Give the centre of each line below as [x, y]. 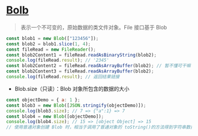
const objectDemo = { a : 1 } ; [43, 100]
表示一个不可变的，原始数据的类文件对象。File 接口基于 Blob [94, 27]
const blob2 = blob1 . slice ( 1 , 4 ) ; [49, 44]
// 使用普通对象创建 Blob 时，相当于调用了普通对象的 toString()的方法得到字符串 [96, 127]
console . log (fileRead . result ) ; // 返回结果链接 [63, 77]
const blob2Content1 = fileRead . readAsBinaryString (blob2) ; [82, 55]
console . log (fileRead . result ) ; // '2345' [58, 60]
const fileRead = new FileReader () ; [51, 49]
